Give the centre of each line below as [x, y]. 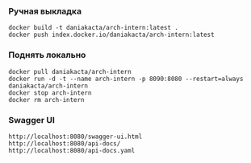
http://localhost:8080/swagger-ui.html [75, 137]
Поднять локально [47, 55]
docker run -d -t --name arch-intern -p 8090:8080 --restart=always [126, 79]
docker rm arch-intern [46, 100]
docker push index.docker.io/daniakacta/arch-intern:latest [112, 35]
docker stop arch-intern [50, 93]
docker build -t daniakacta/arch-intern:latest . [94, 28]
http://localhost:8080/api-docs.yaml [72, 150]
